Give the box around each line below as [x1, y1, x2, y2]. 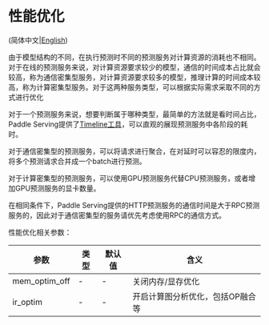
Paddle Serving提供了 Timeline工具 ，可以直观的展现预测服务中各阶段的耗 [8, 119, 248, 129]
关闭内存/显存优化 [132, 275, 200, 287]
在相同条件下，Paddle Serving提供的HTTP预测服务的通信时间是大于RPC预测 [8, 200, 260, 210]
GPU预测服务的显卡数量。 [14, 183, 101, 193]
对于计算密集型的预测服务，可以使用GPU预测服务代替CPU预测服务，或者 [8, 173, 249, 183]
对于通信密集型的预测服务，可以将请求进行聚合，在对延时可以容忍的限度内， [8, 146, 261, 156]
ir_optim [12, 296, 42, 307]
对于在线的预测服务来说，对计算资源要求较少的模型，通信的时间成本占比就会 [8, 62, 261, 72]
